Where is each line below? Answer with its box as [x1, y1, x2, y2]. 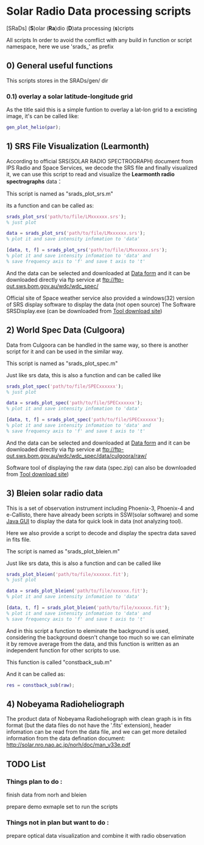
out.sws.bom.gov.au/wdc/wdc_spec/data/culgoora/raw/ [6, 452, 147, 459]
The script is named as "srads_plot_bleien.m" [6, 547, 121, 555]
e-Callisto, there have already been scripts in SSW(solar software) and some [6, 511, 199, 518]
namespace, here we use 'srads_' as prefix [6, 43, 114, 50]
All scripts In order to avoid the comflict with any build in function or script [6, 36, 192, 43]
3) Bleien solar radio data [6, 488, 104, 499]
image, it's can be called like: [6, 113, 79, 120]
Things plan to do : [6, 777, 63, 786]
